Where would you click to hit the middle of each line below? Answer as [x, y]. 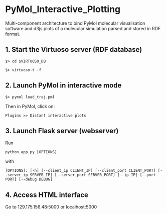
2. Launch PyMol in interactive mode [63, 86]
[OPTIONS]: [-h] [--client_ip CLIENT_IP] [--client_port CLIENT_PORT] [80, 171]
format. [13, 34]
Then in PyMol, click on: [30, 106]
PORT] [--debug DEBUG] [29, 179]
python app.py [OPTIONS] [31, 152]
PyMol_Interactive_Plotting [63, 9]
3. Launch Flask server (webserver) [62, 131]
